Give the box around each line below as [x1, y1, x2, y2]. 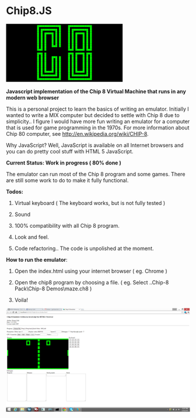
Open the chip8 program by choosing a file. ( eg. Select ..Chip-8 [14, 279, 169, 286]
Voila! [14, 296, 28, 303]
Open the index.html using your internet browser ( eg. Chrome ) [14, 268, 167, 275]
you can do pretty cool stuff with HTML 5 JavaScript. [6, 148, 134, 155]
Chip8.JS [6, 4, 52, 18]
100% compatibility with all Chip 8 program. [14, 222, 120, 229]
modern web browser [6, 94, 60, 101]
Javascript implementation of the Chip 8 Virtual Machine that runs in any [6, 88, 187, 95]
